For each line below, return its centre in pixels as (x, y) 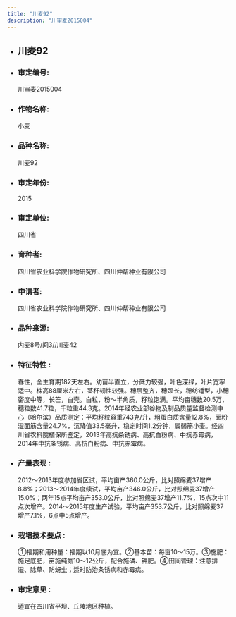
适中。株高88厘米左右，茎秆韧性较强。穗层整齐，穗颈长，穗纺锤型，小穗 (123, 390)
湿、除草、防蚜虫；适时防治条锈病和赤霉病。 (82, 570)
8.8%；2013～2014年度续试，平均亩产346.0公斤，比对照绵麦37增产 (116, 489)
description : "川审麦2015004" (50, 20)
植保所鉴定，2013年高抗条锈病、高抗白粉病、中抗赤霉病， (132, 434)
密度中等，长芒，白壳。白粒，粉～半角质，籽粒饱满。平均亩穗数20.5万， (123, 399)
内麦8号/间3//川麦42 (47, 345)
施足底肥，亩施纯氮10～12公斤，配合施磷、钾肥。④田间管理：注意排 (118, 561)
